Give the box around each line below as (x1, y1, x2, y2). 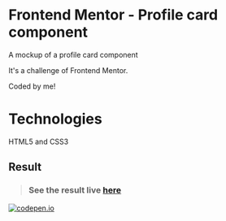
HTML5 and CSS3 (8, 136, 69, 146)
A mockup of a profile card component (8, 50, 138, 59)
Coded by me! (8, 81, 56, 91)
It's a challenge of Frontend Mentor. (8, 65, 128, 75)
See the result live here (28, 184, 122, 196)
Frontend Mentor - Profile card (8, 6, 218, 24)
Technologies (8, 110, 103, 128)
